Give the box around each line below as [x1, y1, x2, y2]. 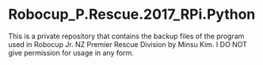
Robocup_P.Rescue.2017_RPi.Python [8, 5, 256, 23]
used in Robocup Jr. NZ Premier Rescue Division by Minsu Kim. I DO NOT [8, 39, 248, 49]
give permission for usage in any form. [8, 48, 135, 57]
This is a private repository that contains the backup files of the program [8, 31, 245, 41]
